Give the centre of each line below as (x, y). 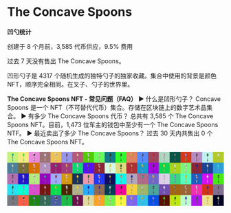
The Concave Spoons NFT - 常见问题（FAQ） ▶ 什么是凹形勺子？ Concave (114, 99)
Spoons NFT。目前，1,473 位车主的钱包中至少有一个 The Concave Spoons (113, 124)
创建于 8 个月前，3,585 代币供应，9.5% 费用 (70, 46)
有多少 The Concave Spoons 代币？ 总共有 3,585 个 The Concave (121, 116)
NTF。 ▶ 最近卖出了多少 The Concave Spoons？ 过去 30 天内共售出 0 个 (110, 133)
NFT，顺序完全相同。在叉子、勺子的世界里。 (70, 84)
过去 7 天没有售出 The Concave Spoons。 (66, 61)
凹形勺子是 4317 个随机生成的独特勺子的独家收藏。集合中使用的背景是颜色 (112, 76)
